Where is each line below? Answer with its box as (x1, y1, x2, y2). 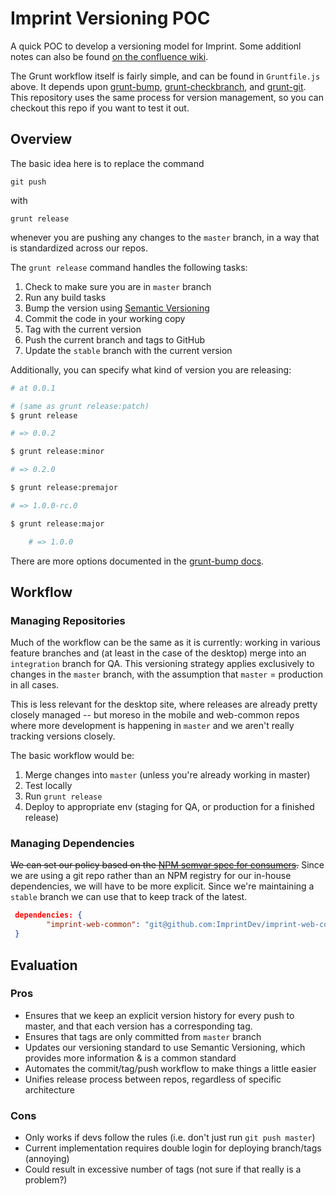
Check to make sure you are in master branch (24, 280, 212, 292)
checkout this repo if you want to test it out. (10, 102, 190, 114)
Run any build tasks (24, 291, 107, 303)
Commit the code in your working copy (24, 312, 186, 324)
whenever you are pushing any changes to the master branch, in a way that (10, 231, 320, 243)
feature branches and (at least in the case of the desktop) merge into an (10, 647, 307, 659)
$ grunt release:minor (10, 447, 105, 457)
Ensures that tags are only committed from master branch (24, 1030, 262, 1042)
